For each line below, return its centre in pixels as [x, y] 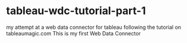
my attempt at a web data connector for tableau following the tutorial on [94, 27]
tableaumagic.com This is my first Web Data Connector [73, 33]
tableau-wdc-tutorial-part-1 [76, 11]
